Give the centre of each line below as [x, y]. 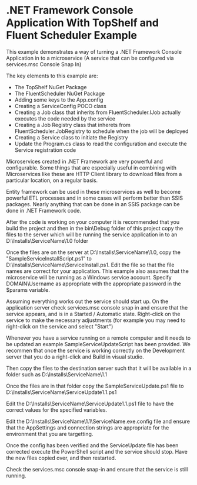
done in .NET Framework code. [44, 210]
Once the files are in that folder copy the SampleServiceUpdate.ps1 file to [95, 386]
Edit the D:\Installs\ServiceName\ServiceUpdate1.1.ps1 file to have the [90, 403]
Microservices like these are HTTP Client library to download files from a [94, 174]
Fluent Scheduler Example [71, 35]
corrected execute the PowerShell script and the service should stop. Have [97, 451]
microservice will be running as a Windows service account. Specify [89, 277]
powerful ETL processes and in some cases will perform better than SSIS [95, 198]
